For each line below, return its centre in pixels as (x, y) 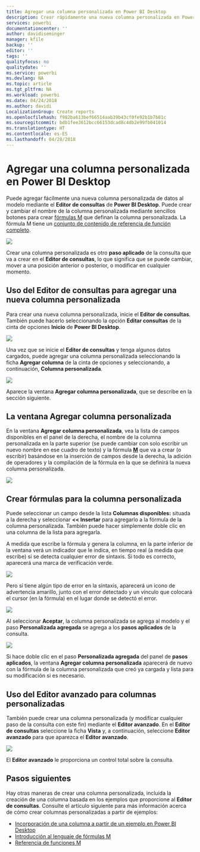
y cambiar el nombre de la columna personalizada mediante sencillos (91, 211)
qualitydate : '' (26, 67)
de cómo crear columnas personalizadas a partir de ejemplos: (82, 812)
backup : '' (20, 45)
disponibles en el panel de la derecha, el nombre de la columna (84, 437)
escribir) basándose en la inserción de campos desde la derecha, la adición (99, 456)
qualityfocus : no (28, 61)
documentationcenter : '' (37, 28)
